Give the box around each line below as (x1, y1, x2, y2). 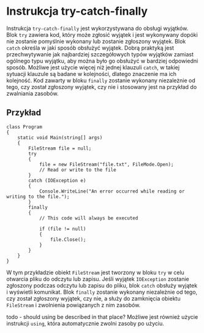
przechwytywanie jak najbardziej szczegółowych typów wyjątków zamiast (6, 50, 194, 58)
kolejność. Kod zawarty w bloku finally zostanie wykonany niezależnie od (6, 77, 196, 84)
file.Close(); (50, 236, 86, 243)
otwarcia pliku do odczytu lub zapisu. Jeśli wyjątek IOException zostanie (6, 275, 190, 283)
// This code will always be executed (39, 215, 138, 221)
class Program (6, 124, 43, 130)
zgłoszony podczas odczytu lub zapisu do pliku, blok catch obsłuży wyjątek (6, 281, 198, 289)
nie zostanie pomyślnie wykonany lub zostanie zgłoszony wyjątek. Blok (6, 37, 186, 45)
